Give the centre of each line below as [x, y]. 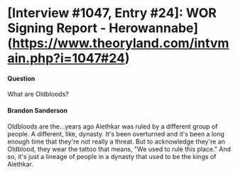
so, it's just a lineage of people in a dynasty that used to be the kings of [112, 156]
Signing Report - [57, 28]
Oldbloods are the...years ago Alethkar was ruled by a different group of [113, 126]
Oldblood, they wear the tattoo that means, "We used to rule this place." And [119, 149]
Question [21, 78]
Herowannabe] [154, 28]
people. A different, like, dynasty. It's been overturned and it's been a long [116, 134]
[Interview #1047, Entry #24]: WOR [112, 13]
